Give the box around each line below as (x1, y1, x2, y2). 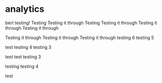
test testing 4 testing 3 (5, 44, 51, 50)
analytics (5, 3, 45, 15)
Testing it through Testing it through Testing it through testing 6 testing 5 (5, 35, 155, 41)
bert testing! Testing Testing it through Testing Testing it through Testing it (5, 20, 158, 26)
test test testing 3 (5, 53, 41, 60)
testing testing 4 (5, 63, 39, 69)
